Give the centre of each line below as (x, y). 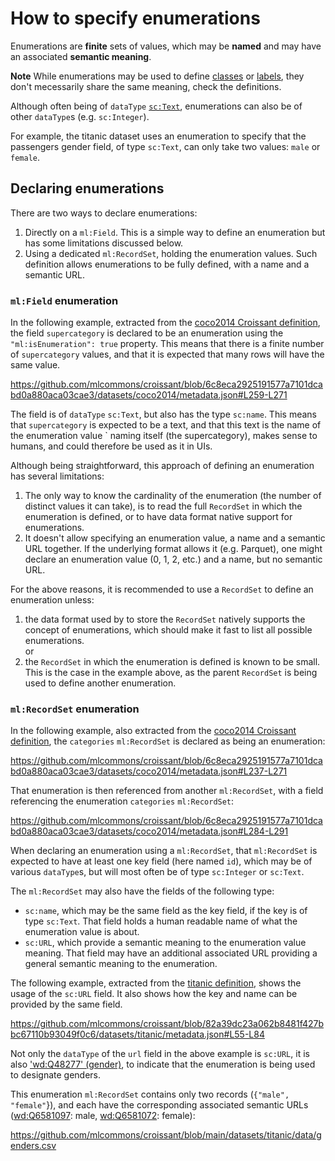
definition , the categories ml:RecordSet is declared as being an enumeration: (168, 741)
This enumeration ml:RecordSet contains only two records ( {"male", (150, 1094)
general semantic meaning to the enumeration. (121, 964)
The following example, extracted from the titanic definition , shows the (156, 983)
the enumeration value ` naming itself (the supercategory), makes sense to (164, 436)
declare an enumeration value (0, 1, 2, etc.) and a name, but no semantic (173, 559)
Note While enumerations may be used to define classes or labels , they (157, 76)
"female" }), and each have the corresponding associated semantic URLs (159, 1105)
